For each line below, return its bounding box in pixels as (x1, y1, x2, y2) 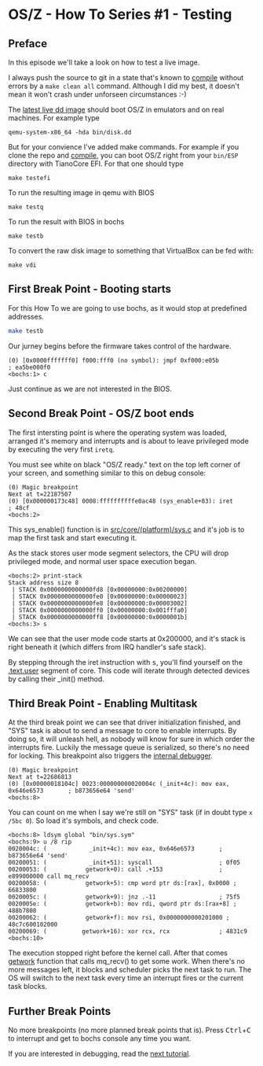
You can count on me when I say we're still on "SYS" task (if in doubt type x (8, 808, 253, 817)
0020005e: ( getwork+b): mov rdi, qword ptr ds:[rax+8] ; (8, 900, 237, 908)
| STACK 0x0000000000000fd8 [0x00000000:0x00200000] (11, 585, 188, 593)
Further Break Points (8, 1005, 111, 1018)
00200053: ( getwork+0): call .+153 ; (8, 865, 223, 874)
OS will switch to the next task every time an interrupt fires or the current (8, 973, 244, 983)
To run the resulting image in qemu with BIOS (8, 188, 155, 197)
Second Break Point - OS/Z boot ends (8, 407, 195, 420)
